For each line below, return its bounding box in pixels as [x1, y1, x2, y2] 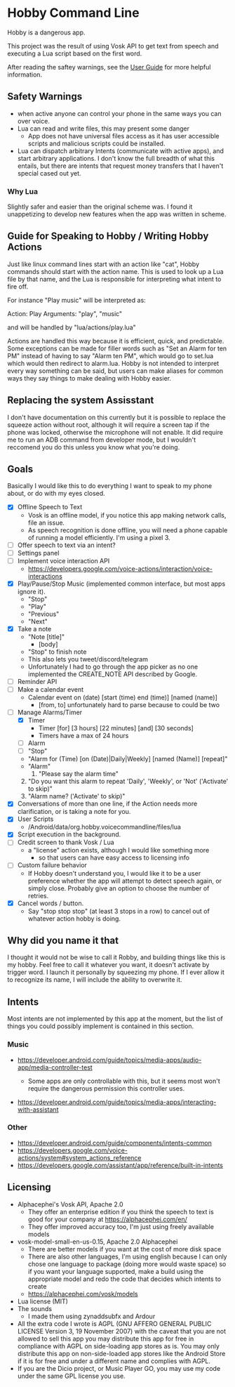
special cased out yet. [17, 169, 82, 177]
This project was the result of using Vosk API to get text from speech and [7, 41, 219, 50]
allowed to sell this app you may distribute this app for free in [17, 1334, 194, 1343]
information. [7, 70, 43, 79]
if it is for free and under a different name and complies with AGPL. [17, 1357, 211, 1365]
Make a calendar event [17, 685, 84, 693]
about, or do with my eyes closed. [7, 489, 105, 498]
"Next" [27, 617, 48, 626]
